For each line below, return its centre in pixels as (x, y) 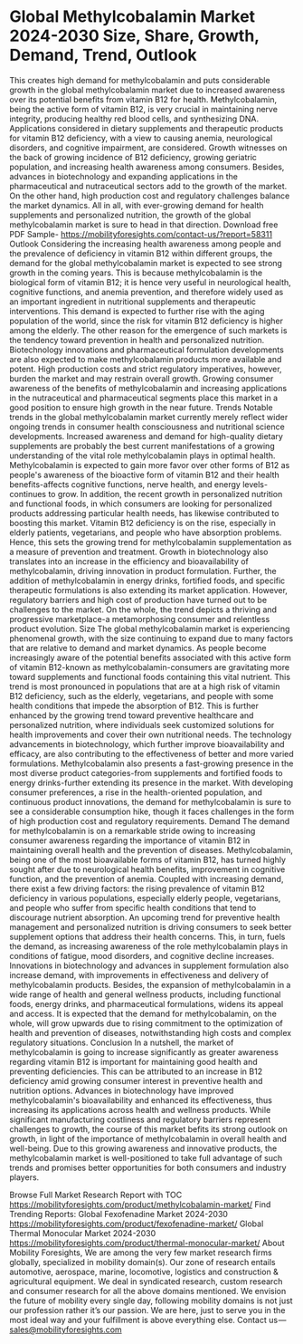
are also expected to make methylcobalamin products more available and (146, 359)
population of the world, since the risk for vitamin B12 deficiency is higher (146, 321)
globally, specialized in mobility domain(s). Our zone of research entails (142, 1262)
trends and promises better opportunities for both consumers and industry (148, 1167)
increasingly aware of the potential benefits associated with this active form (151, 658)
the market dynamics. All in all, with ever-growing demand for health (137, 205)
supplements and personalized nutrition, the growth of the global (130, 215)
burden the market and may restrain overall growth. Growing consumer (142, 379)
